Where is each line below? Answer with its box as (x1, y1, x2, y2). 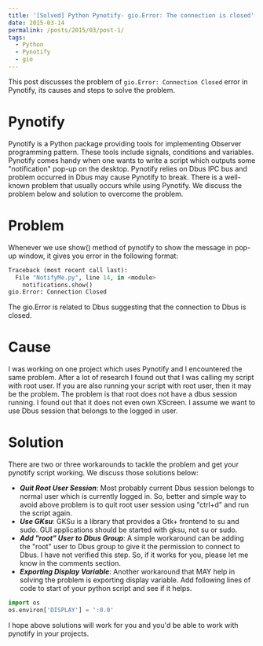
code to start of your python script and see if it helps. (19, 584, 192, 593)
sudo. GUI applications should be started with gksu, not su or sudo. (19, 525, 238, 535)
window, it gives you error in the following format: (18, 251, 179, 260)
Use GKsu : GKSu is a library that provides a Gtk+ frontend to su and (19, 517, 239, 526)
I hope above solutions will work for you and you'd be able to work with (8, 620, 239, 629)
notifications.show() (22, 281, 93, 289)
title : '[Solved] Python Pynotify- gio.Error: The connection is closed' (8, 11, 255, 20)
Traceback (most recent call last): (8, 266, 128, 274)
